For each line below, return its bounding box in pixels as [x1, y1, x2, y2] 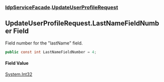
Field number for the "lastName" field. [5, 40, 83, 46]
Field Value [5, 60, 29, 66]
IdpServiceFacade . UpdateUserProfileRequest [5, 4, 118, 11]
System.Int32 [5, 71, 32, 77]
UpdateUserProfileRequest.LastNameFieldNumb [5, 19, 160, 28]
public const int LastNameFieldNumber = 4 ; [5, 49, 97, 54]
